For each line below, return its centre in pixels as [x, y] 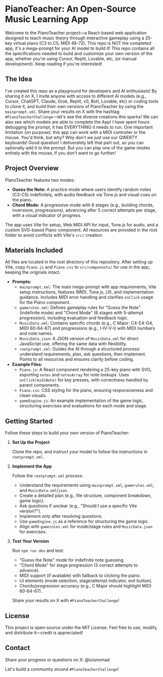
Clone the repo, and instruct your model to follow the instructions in [80, 452]
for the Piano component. [45, 302]
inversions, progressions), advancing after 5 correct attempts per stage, [84, 210]
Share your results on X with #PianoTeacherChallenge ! [66, 601]
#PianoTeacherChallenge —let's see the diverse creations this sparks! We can [81, 117]
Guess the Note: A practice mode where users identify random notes [81, 189]
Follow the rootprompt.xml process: [48, 476]
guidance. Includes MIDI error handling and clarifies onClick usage [86, 297]
